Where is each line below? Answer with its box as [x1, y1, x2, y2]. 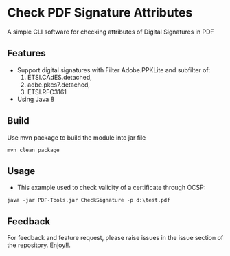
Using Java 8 [16, 95, 55, 103]
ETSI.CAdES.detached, [27, 73, 93, 81]
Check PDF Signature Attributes [7, 5, 193, 21]
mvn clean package [7, 147, 60, 153]
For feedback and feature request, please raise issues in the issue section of [7, 234, 224, 242]
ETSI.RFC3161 [27, 87, 67, 96]
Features [7, 47, 46, 59]
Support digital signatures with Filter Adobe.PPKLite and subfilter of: [16, 65, 211, 74]
